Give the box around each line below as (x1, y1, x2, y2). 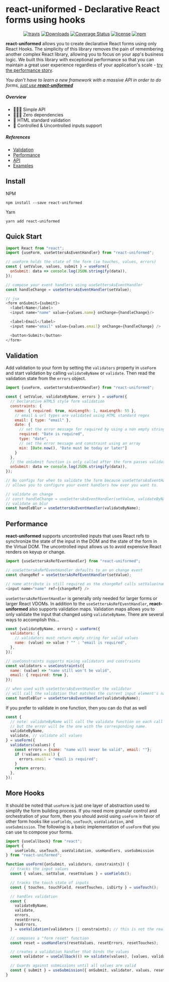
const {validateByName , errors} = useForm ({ (6, 626, 100, 631)
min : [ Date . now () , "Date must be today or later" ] (19, 445, 127, 450)
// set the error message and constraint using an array (19, 441, 141, 446)
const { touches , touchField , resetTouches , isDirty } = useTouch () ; (10, 885, 158, 890)
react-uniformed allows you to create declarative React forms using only (6, 40, 157, 46)
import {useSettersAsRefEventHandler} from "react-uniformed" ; (6, 559, 141, 564)
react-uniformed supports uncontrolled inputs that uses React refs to (6, 533, 149, 539)
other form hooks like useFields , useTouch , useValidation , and (6, 818, 134, 824)
